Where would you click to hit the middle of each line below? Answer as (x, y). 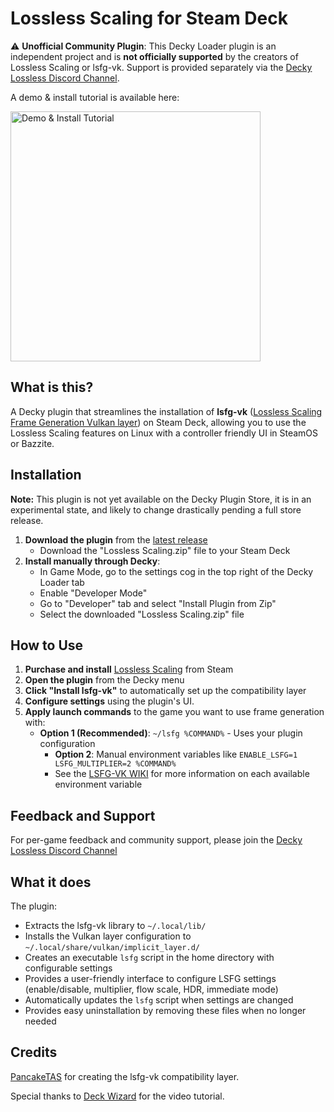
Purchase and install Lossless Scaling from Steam (129, 669)
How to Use (47, 645)
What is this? (52, 387)
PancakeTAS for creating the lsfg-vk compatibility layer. (125, 1076)
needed (40, 1021)
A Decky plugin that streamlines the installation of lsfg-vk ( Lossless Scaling (166, 411)
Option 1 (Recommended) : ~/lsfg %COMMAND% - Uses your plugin (171, 733)
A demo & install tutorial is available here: (95, 97)
